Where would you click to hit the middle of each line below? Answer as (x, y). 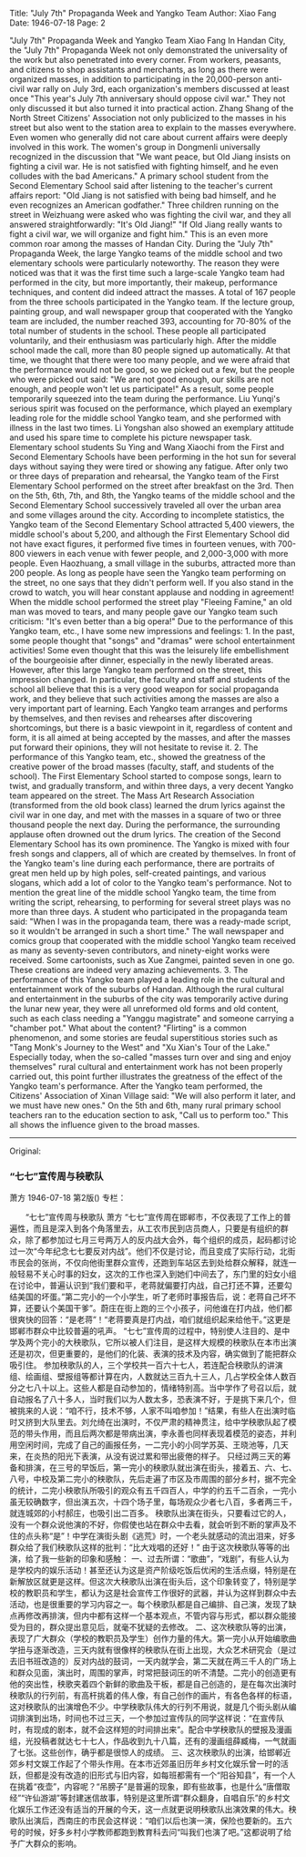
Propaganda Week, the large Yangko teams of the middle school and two (146, 253)
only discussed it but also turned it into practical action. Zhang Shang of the (152, 108)
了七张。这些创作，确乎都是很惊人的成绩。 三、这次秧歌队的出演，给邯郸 (146, 1752)
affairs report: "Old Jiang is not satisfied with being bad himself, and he (143, 195)
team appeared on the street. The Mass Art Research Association (132, 795)
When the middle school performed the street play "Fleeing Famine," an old (151, 602)
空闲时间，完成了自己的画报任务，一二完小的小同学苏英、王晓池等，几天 (153, 1445)
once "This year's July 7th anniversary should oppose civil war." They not (148, 98)
